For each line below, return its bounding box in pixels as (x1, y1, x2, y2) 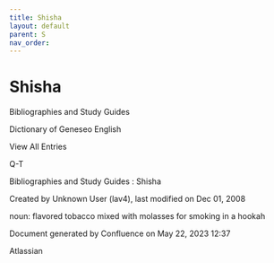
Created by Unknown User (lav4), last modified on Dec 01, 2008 (9, 194, 246, 205)
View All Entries (9, 141, 67, 153)
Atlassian (9, 246, 43, 257)
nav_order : (9, 38, 50, 48)
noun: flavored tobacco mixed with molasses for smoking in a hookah (9, 211, 266, 222)
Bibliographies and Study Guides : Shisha (9, 176, 162, 187)
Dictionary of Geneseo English (9, 124, 122, 135)
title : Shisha (9, 13, 63, 22)
